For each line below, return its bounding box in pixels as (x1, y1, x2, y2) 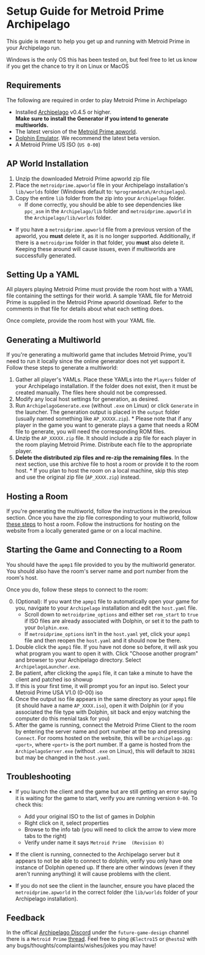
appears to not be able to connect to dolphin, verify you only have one (15, 857, 193, 864)
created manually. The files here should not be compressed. (15, 389, 167, 396)
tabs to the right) (24, 832, 67, 839)
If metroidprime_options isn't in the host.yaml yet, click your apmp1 (24, 630, 191, 637)
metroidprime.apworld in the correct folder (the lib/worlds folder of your (15, 888, 198, 896)
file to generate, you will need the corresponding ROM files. (15, 428, 166, 435)
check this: (15, 801, 43, 808)
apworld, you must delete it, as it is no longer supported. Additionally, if (15, 232, 196, 239)
